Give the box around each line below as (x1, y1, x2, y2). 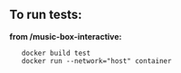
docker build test (21, 49, 91, 58)
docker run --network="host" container (21, 56, 172, 66)
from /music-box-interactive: (9, 31, 122, 41)
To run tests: (9, 7, 82, 23)
